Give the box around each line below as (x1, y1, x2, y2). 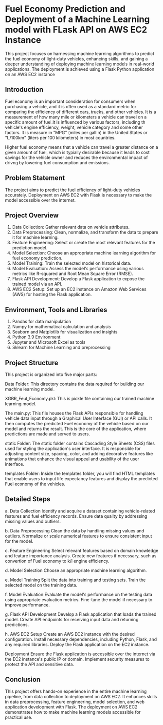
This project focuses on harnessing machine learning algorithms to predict (5, 50, 155, 57)
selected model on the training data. (5, 582, 78, 588)
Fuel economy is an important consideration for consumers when (5, 98, 136, 104)
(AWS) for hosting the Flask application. (12, 292, 92, 297)
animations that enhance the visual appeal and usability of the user (5, 456, 140, 462)
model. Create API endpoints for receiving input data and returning (5, 616, 139, 622)
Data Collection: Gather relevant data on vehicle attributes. (12, 224, 130, 230)
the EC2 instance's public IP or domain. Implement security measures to (5, 656, 150, 662)
